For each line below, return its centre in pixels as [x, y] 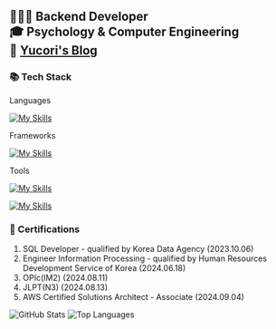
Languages [30, 100]
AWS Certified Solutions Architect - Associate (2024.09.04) [133, 296]
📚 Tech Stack [41, 77]
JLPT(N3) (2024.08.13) [65, 287]
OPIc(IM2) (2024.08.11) [65, 277]
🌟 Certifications [45, 229]
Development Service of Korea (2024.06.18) [104, 267]
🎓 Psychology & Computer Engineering [124, 32]
